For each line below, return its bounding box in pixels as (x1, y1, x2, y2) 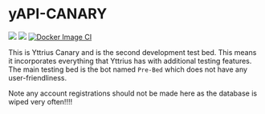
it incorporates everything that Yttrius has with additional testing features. (8, 56, 252, 65)
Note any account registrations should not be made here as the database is (8, 88, 258, 98)
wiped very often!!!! (8, 96, 73, 106)
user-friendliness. (8, 73, 67, 82)
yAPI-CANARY (8, 5, 108, 23)
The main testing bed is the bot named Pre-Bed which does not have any (8, 65, 247, 74)
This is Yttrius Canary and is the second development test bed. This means (8, 47, 257, 57)
